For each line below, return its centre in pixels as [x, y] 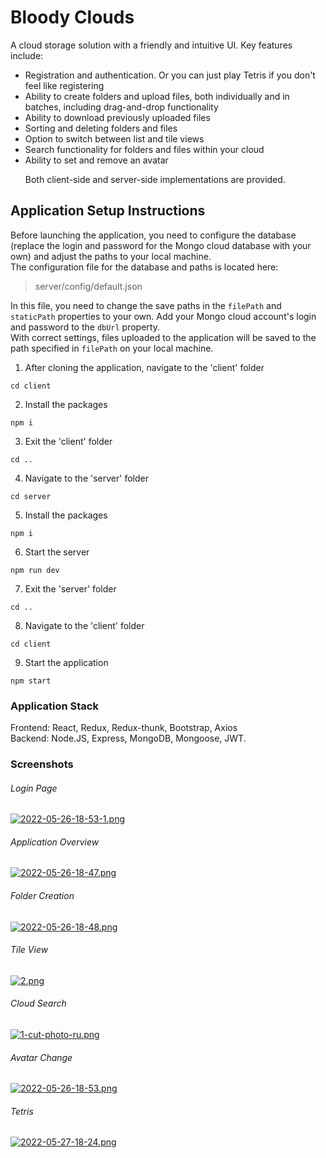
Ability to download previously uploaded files [117, 117]
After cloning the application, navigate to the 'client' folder [144, 367]
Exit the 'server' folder [70, 588]
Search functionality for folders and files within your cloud [144, 149]
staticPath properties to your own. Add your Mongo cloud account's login [163, 316]
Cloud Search [38, 1003]
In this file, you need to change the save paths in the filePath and [146, 305]
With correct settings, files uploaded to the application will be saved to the [163, 337]
